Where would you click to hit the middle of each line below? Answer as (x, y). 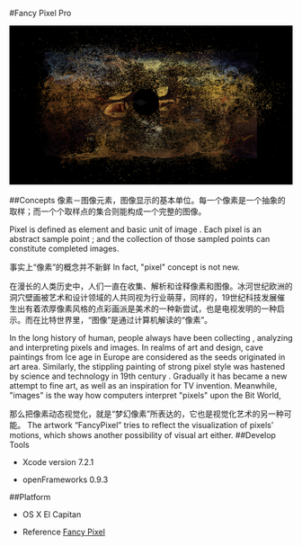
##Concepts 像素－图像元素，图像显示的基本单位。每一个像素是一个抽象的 (147, 200)
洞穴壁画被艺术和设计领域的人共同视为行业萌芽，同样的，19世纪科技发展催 (147, 297)
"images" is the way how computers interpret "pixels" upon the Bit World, (145, 395)
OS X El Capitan (52, 515)
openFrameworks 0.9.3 (65, 479)
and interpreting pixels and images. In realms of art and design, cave (136, 347)
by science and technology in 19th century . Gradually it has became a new (148, 376)
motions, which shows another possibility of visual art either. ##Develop (143, 435)
